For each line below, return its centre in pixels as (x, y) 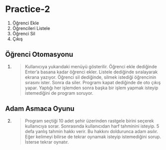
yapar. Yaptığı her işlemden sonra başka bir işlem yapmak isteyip (91, 88)
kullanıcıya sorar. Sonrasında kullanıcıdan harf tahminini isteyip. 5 (92, 126)
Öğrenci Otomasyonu (39, 55)
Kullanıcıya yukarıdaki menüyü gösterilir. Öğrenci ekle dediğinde (91, 66)
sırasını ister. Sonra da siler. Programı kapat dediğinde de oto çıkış (93, 82)
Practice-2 (28, 9)
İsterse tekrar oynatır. (47, 142)
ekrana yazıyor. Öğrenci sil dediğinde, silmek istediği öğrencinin (90, 77)
